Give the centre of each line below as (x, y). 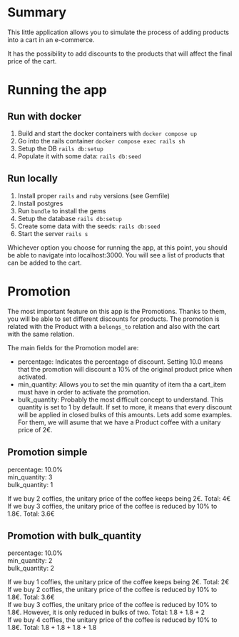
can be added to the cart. (45, 263)
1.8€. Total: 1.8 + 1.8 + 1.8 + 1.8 (52, 628)
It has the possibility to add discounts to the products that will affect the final (120, 53)
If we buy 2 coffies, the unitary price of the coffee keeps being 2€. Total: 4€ (119, 498)
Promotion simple (47, 453)
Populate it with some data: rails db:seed (79, 156)
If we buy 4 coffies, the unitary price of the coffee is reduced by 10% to (112, 620)
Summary (37, 12)
